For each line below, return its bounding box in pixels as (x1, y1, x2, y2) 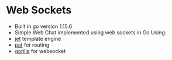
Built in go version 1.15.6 (14, 23, 73, 30)
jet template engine (14, 35, 61, 42)
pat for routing (14, 41, 50, 48)
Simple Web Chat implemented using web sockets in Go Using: (14, 29, 167, 36)
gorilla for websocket (14, 47, 66, 54)
